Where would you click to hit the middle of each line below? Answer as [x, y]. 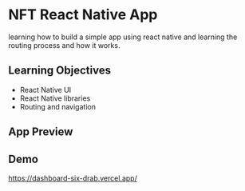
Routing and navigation [57, 106]
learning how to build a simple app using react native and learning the [123, 37]
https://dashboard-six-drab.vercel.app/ [73, 178]
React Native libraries [55, 98]
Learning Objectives [60, 71]
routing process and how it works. [64, 45]
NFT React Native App [83, 15]
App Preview [41, 132]
